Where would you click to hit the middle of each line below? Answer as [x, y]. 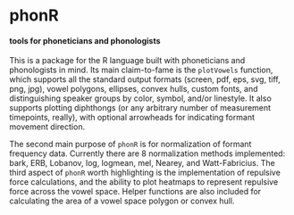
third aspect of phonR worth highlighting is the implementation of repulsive [145, 173]
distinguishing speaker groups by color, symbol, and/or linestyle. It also [141, 98]
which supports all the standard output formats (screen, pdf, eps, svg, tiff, [145, 79]
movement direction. [47, 127]
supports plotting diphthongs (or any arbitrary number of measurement [140, 108]
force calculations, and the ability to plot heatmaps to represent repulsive [144, 182]
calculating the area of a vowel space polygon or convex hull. [122, 201]
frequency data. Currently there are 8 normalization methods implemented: [147, 153]
